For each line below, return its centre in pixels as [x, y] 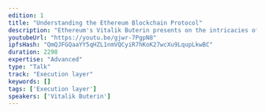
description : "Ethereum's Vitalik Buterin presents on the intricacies [128, 30]
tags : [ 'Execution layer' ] [52, 89]
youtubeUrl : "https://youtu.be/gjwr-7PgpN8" [82, 37]
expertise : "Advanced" [45, 60]
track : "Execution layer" [50, 74]
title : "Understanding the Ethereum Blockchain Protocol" [105, 23]
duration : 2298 [33, 52]
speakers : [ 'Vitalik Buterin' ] [60, 96]
